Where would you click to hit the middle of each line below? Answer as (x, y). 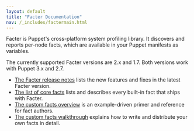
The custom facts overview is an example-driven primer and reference (100, 105)
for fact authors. (34, 111)
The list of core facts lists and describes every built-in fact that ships (97, 92)
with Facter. (29, 98)
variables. (18, 51)
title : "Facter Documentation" (44, 17)
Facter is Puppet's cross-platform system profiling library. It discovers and (96, 39)
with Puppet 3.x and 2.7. (35, 69)
